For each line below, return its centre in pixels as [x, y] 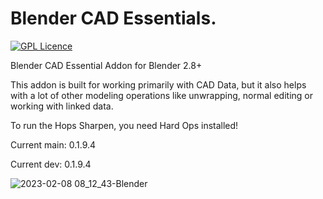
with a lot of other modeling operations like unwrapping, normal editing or [161, 95]
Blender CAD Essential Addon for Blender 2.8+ [106, 65]
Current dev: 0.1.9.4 [51, 164]
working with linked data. [62, 106]
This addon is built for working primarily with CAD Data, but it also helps [158, 84]
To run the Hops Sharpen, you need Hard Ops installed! [124, 125]
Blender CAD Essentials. [113, 18]
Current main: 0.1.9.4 [53, 144]
